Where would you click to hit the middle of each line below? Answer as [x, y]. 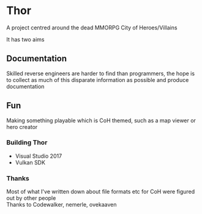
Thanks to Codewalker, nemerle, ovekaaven [62, 205]
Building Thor [27, 142]
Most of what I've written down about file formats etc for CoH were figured [101, 192]
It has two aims [25, 39]
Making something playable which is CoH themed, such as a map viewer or [101, 120]
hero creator [22, 127]
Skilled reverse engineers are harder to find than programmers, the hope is [100, 73]
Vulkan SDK [30, 162]
